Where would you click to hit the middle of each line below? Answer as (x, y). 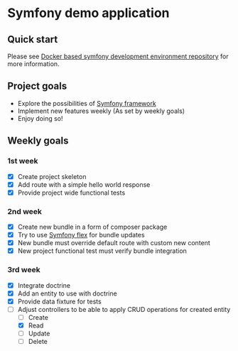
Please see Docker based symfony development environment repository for (118, 56)
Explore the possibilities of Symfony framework (87, 103)
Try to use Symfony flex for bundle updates (81, 235)
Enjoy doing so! (40, 118)
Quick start (33, 39)
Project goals (37, 86)
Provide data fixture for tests (59, 301)
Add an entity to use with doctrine (67, 293)
